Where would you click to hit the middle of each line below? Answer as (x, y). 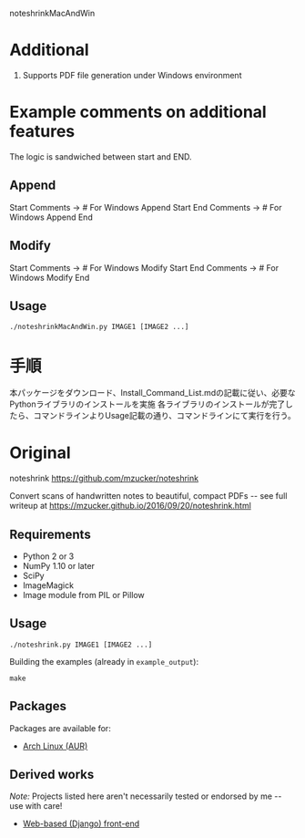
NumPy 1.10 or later (59, 566)
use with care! (36, 806)
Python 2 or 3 (48, 556)
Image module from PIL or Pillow (84, 595)
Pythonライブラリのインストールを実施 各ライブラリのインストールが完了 (147, 404)
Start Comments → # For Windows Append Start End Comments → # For (146, 207)
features (42, 132)
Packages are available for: (60, 728)
